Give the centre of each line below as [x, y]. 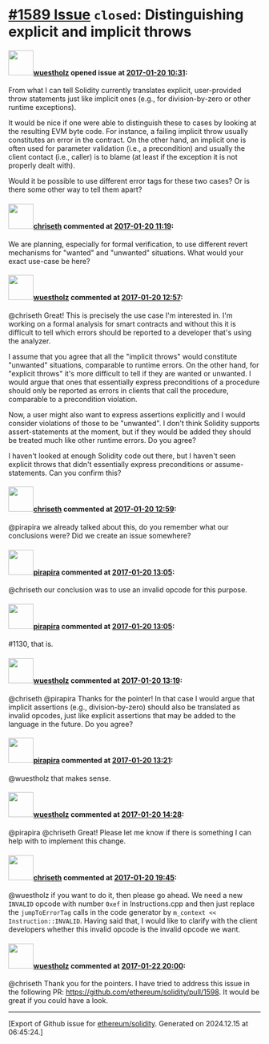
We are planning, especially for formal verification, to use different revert [128, 244]
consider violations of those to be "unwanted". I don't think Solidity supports [134, 423]
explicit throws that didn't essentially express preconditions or [111, 464]
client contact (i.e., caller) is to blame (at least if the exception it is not [123, 157]
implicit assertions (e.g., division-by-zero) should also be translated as [124, 707]
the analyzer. [30, 341]
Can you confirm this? [85, 473]
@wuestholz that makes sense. [60, 778]
